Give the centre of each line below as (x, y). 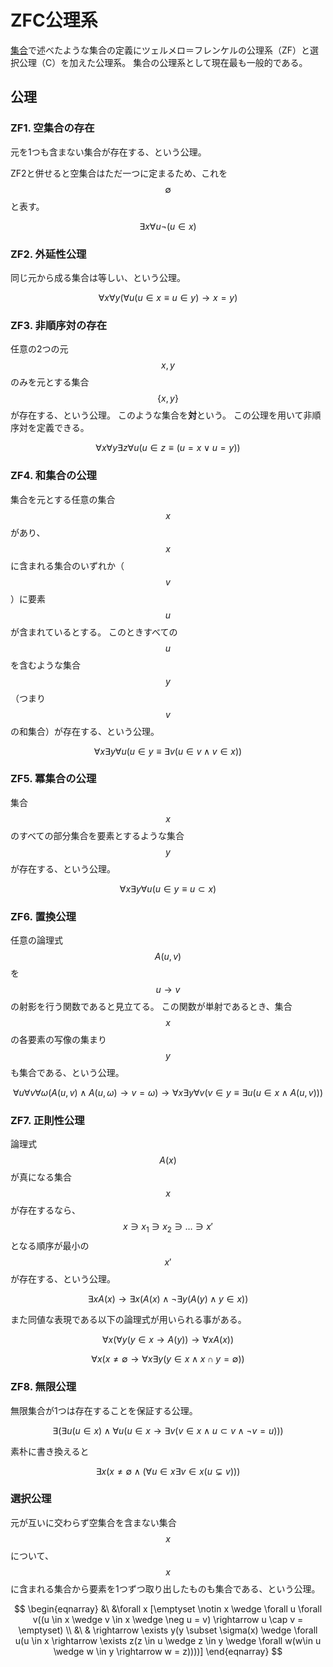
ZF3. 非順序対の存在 (59, 325)
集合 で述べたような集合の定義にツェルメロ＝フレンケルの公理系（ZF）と (160, 50)
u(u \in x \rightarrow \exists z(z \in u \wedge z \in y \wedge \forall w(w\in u (168, 1640)
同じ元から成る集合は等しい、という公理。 (98, 277)
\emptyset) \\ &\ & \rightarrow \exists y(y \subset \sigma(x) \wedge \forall (168, 1630)
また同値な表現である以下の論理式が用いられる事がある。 (128, 1320)
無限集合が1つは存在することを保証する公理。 (104, 1410)
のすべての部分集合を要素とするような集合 (97, 835)
